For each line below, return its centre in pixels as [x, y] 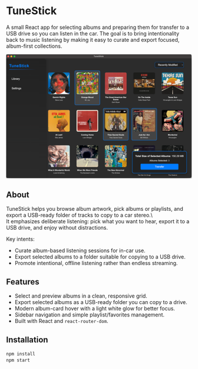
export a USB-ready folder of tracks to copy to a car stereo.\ [80, 215]
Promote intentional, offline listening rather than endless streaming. [96, 263]
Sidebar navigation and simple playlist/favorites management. [90, 315]
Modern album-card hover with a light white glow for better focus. [95, 309]
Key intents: [20, 239]
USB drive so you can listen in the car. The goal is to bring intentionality [93, 33]
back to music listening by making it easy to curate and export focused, [93, 40]
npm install [21, 354]
